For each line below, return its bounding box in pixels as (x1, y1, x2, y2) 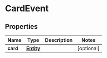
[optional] (77, 45, 100, 52)
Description (45, 37, 73, 43)
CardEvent (5, 3, 49, 14)
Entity (26, 45, 40, 52)
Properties (5, 22, 38, 31)
